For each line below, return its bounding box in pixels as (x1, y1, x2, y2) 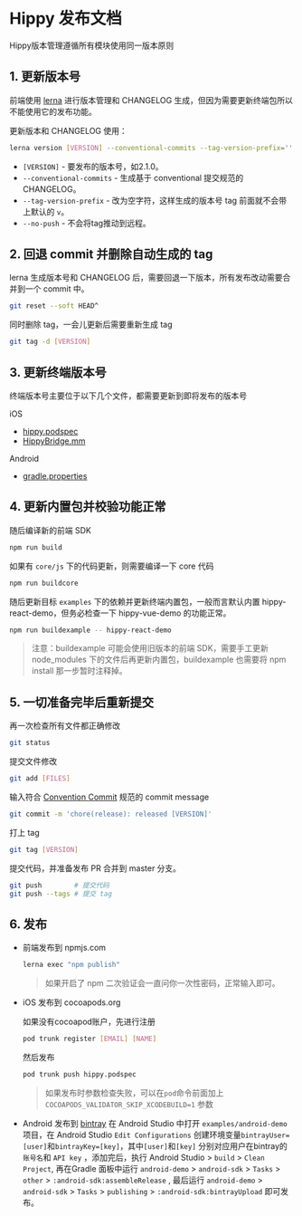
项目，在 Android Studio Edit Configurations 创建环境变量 (22, 1129, 241, 1140)
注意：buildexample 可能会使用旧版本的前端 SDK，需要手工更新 (31, 643, 269, 654)
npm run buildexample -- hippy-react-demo (9, 626, 172, 635)
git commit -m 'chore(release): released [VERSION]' (9, 809, 212, 819)
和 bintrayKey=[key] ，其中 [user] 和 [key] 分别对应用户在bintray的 (46, 1140, 288, 1151)
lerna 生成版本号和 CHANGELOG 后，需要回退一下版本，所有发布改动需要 (9, 273, 283, 283)
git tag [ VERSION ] (9, 845, 79, 854)
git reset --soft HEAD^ (9, 302, 99, 311)
